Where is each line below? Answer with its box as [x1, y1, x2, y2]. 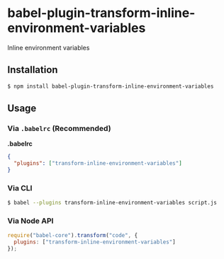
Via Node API [7, 216, 54, 226]
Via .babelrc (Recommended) [7, 123, 111, 133]
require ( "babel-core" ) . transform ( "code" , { [7, 232, 138, 239]
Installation [7, 64, 58, 76]
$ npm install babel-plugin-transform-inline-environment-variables [7, 83, 214, 90]
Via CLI [7, 183, 33, 192]
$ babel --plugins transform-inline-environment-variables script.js [7, 200, 218, 207]
